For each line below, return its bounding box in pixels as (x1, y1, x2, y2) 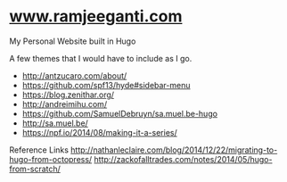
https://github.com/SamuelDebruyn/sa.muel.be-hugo (21, 108, 218, 119)
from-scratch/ (9, 163, 61, 174)
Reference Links (9, 145, 70, 155)
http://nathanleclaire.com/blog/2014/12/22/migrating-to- (70, 145, 278, 155)
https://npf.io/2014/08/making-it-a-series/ (21, 127, 177, 137)
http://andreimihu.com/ (21, 98, 108, 109)
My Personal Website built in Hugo (9, 36, 136, 46)
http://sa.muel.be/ (21, 118, 89, 128)
